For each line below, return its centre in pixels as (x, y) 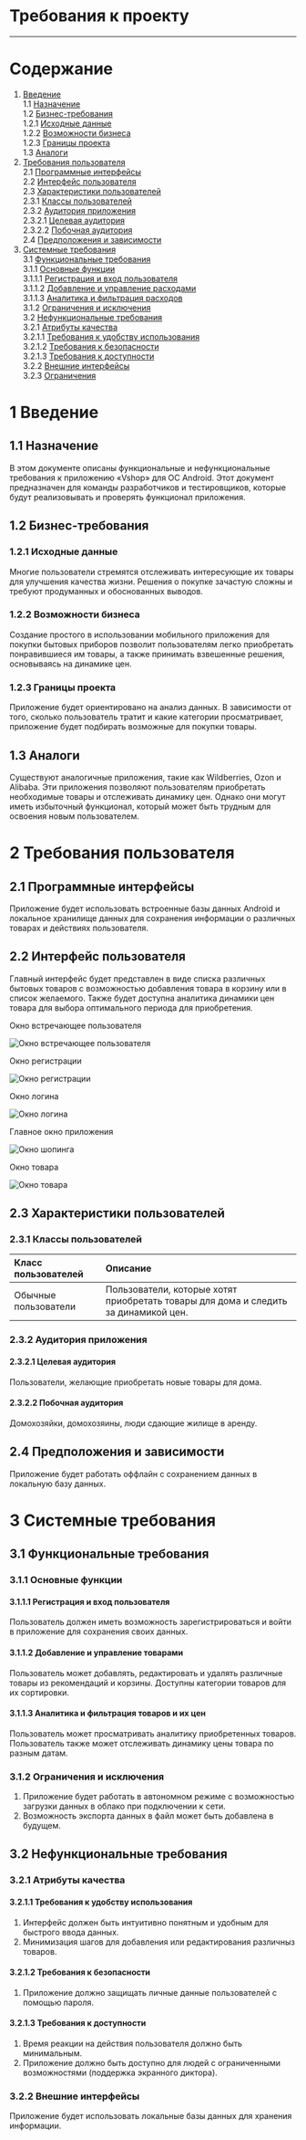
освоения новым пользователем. (74, 816)
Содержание (61, 69)
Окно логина (34, 1096)
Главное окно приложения (61, 1131)
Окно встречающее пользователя (76, 1025)
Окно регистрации (46, 1061)
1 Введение (54, 413)
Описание (128, 1268)
